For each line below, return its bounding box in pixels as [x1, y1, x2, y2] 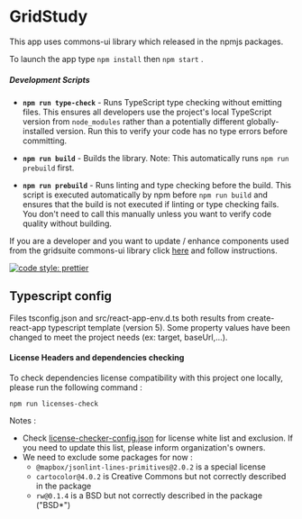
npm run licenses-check [9, 399, 99, 408]
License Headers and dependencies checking [9, 352, 185, 363]
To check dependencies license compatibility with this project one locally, [9, 372, 284, 383]
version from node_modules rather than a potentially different [22, 115, 245, 127]
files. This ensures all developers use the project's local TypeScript [22, 106, 272, 117]
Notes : [9, 414, 36, 425]
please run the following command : [9, 381, 142, 393]
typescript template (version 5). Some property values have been [48, 322, 290, 332]
